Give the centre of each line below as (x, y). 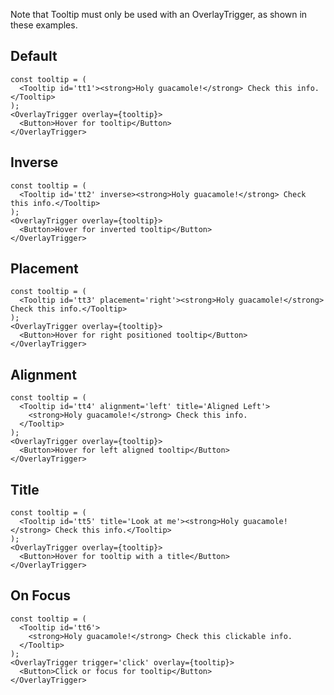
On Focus (41, 595)
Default (34, 56)
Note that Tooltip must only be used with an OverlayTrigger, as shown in (159, 14)
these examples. (44, 25)
